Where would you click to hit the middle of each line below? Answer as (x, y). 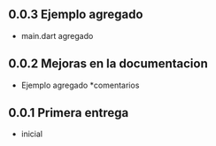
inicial (32, 134)
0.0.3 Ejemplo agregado (76, 15)
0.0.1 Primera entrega (69, 113)
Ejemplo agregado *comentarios (80, 85)
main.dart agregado (57, 35)
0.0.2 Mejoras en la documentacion (108, 64)
